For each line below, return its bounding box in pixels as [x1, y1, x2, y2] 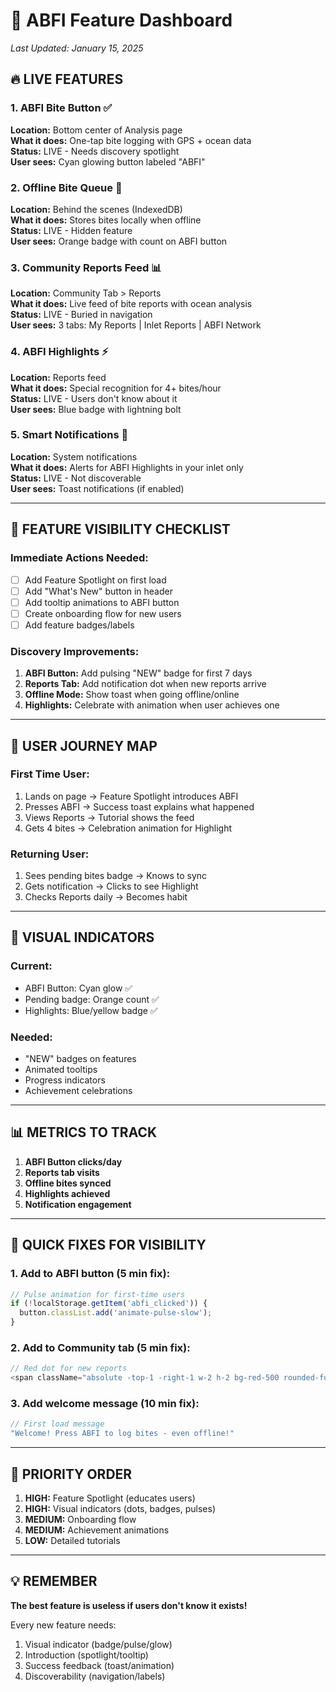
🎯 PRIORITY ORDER [10, 1465, 133, 1483]
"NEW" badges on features [24, 1053, 137, 1065]
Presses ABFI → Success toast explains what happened [24, 800, 255, 813]
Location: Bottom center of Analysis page [10, 124, 183, 136]
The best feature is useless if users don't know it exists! [10, 1599, 248, 1611]
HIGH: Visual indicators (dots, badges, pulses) [24, 1502, 216, 1514]
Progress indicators [24, 1074, 106, 1086]
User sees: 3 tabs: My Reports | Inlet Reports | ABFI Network [10, 319, 262, 331]
